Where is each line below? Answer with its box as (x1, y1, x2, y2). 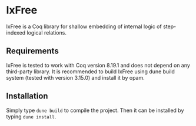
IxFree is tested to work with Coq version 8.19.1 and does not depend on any (6, 62, 190, 69)
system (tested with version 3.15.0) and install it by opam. (6, 74, 145, 81)
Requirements (6, 46, 59, 56)
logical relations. (26, 29, 67, 36)
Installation (6, 91, 48, 101)
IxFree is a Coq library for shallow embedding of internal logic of (6, 23, 162, 30)
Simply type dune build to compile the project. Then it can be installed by (6, 107, 184, 114)
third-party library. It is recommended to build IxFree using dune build (6, 68, 175, 75)
